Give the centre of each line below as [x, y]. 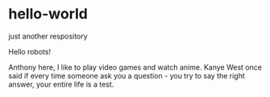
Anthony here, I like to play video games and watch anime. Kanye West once [135, 67]
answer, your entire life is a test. [61, 84]
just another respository [48, 36]
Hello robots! [29, 51]
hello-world [48, 14]
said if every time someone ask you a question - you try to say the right [127, 75]
